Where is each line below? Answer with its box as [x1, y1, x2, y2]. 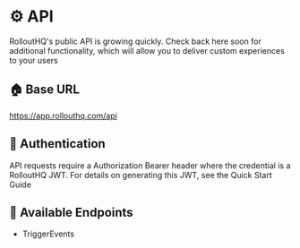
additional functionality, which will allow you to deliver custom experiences [9, 45, 285, 56]
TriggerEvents [21, 228, 74, 239]
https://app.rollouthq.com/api [9, 110, 118, 121]
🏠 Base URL [9, 82, 81, 98]
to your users [9, 55, 58, 65]
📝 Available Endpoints [9, 204, 133, 220]
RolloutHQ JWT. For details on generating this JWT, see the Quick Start [9, 169, 273, 180]
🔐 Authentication [9, 136, 106, 151]
